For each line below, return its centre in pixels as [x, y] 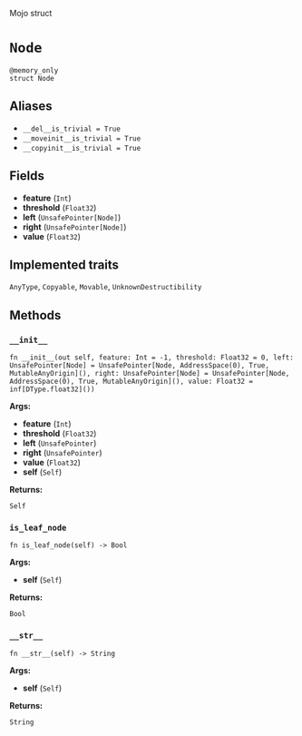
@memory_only [34, 70]
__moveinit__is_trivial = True [82, 138]
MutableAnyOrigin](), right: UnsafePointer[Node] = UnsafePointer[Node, [150, 374]
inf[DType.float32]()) [52, 389]
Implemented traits [64, 265]
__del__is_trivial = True [71, 129]
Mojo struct [31, 13]
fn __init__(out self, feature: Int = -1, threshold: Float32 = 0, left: [152, 358]
